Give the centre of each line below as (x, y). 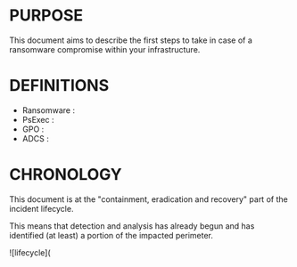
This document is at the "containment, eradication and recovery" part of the (148, 199)
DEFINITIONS (59, 86)
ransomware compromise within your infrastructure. (105, 49)
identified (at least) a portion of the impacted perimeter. (111, 235)
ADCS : (35, 138)
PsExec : (38, 119)
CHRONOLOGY (66, 175)
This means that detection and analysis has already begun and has (132, 226)
